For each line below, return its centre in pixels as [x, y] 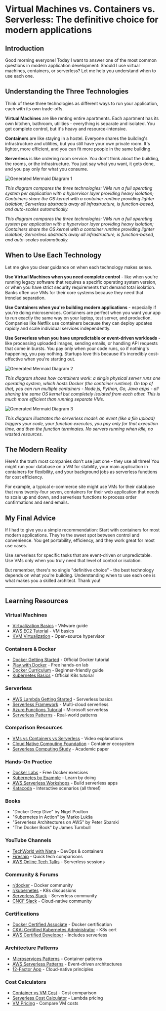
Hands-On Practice [29, 761]
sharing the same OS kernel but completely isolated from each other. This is [83, 394]
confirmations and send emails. [37, 502]
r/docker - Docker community [42, 885]
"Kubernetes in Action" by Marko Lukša [52, 817]
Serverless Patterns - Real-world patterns [55, 715]
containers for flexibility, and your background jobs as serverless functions [81, 472]
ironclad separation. [25, 298]
